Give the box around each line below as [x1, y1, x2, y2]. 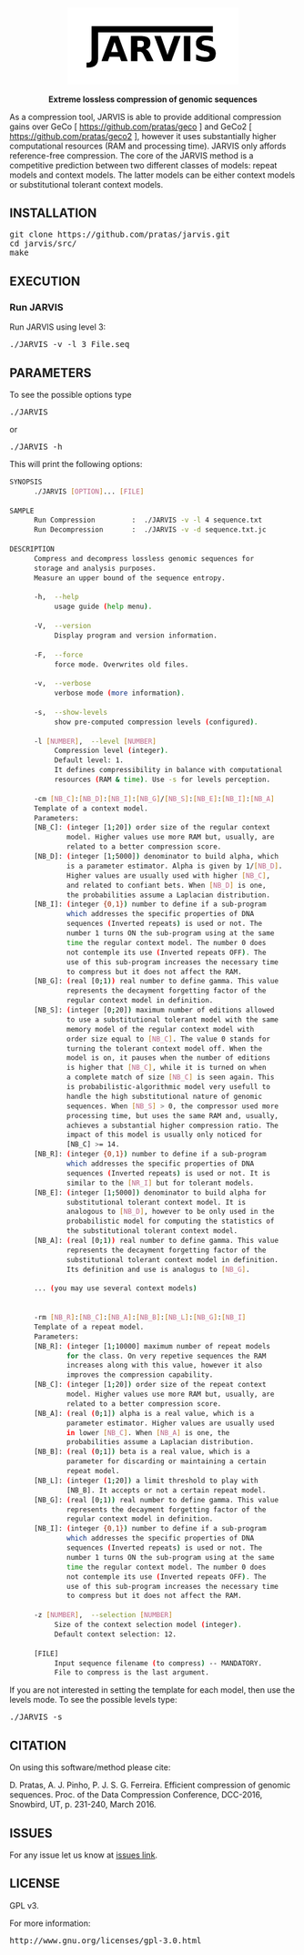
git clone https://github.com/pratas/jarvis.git [9, 229, 230, 239]
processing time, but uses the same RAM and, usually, [66, 1111, 279, 1120]
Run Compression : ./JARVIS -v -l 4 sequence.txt [33, 515, 262, 525]
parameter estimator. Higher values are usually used [66, 1419, 275, 1428]
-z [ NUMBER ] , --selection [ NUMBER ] [33, 1611, 173, 1620]
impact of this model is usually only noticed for [66, 1130, 262, 1140]
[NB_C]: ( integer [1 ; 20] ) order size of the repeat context [33, 1380, 267, 1390]
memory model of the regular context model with [66, 1024, 255, 1034]
